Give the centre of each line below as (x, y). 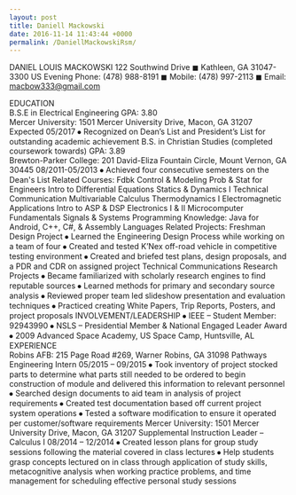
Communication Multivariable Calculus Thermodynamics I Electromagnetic (145, 199)
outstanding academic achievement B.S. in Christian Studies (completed (141, 142)
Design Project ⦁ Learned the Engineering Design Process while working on (147, 237)
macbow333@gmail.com (55, 86)
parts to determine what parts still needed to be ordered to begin (128, 374)
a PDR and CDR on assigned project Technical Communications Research (144, 266)
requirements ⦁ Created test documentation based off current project (135, 404)
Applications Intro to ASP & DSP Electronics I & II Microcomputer (126, 208)
